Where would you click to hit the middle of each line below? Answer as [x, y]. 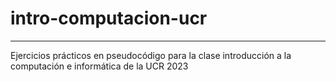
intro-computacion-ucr [109, 18]
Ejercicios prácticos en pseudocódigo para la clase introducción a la [151, 55]
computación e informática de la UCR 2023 [99, 66]
